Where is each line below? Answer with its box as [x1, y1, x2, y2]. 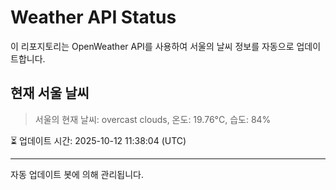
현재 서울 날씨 [10, 85, 90, 102]
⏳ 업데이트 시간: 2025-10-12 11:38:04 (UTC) [10, 134, 187, 146]
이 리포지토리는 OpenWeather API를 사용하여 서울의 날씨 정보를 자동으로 [10, 40, 295, 52]
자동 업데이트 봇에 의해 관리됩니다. [10, 168, 144, 180]
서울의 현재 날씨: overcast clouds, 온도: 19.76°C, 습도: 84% [34, 113, 272, 125]
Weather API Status [10, 6, 177, 29]
